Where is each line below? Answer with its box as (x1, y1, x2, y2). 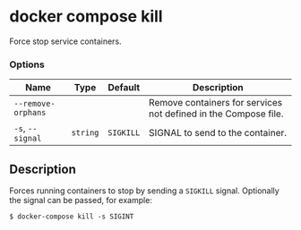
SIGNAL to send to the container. (149, 127, 288, 140)
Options (9, 58, 45, 71)
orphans (13, 107, 47, 118)
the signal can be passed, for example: (9, 195, 152, 206)
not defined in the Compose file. (149, 107, 284, 120)
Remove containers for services (149, 97, 283, 109)
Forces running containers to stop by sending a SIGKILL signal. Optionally (9, 185, 279, 196)
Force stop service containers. (9, 36, 123, 47)
